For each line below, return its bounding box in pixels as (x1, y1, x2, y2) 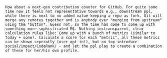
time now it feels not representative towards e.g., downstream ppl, (5, 9, 153, 14)
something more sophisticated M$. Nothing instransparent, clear (5, 26, 144, 31)
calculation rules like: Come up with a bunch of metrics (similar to (5, 31, 155, 36)
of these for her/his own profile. (5, 48, 79, 53)
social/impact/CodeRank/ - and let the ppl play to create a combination (5, 44, 162, 49)
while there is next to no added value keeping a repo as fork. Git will (5, 13, 162, 18)
